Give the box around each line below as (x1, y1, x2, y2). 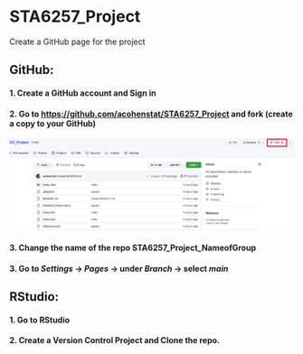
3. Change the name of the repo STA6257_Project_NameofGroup (9, 242, 256, 254)
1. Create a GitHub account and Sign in (9, 88, 156, 98)
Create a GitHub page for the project (9, 36, 147, 47)
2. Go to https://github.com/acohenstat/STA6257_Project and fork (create (9, 108, 293, 119)
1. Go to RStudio (9, 314, 71, 325)
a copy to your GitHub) (9, 117, 97, 128)
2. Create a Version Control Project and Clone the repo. (9, 335, 220, 346)
